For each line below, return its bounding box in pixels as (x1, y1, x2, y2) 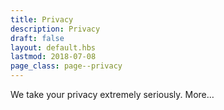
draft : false (10, 33, 65, 43)
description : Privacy (10, 24, 101, 34)
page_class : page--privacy (10, 61, 123, 71)
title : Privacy (10, 14, 74, 25)
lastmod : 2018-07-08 (10, 52, 97, 62)
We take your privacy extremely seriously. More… (10, 89, 215, 100)
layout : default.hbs (10, 42, 97, 53)
